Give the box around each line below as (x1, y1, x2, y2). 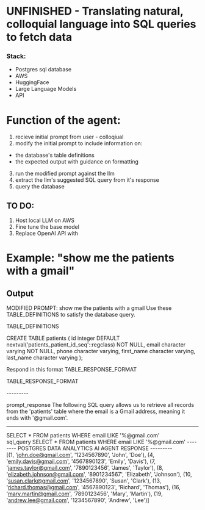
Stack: (6, 52, 26, 60)
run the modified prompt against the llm (15, 170, 115, 178)
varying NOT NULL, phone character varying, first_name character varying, (6, 348, 196, 355)
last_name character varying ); (6, 354, 84, 361)
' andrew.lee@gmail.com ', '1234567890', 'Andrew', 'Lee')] (6, 497, 149, 504)
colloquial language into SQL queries (6, 17, 196, 31)
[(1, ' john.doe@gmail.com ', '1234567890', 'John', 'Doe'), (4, (6, 451, 154, 459)
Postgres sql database (15, 66, 72, 73)
